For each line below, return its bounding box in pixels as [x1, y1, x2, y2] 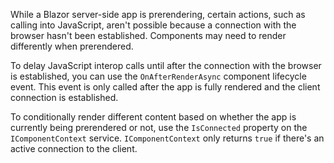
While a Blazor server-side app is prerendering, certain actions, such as [10, 9, 306, 20]
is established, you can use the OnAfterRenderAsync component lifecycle [10, 70, 307, 82]
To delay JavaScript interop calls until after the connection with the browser [10, 60, 322, 71]
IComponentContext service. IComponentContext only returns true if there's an [10, 132, 325, 144]
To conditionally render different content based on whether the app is [10, 111, 297, 123]
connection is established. [10, 92, 119, 103]
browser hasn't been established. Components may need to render [10, 30, 287, 41]
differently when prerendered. [10, 40, 134, 52]
